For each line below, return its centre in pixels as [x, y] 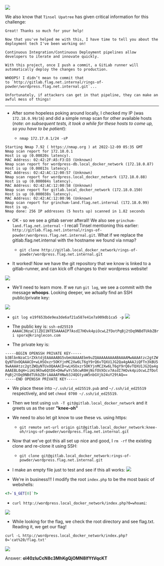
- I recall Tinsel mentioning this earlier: [100, 226]
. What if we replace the [119, 235]
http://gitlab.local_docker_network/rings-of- [90, 250]
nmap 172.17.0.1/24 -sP [44, 138]
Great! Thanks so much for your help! [44, 31]
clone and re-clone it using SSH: [45, 446]
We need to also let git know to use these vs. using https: [70, 418]
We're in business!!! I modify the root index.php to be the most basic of [83, 479]
